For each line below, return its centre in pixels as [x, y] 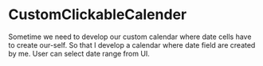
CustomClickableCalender [98, 15]
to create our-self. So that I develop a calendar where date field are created [132, 45]
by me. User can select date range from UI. [79, 53]
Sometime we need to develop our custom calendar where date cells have [130, 37]
